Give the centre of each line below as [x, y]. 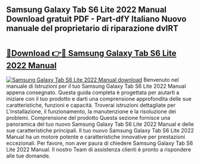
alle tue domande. [28, 156]
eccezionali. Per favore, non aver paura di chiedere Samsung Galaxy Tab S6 [100, 143]
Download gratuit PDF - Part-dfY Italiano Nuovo [96, 19]
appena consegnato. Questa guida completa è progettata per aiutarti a [93, 92]
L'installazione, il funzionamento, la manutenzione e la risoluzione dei [91, 112]
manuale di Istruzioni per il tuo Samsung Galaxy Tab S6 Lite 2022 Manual [96, 86]
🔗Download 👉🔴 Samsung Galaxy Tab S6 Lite [91, 53]
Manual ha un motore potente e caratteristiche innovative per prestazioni [96, 137]
